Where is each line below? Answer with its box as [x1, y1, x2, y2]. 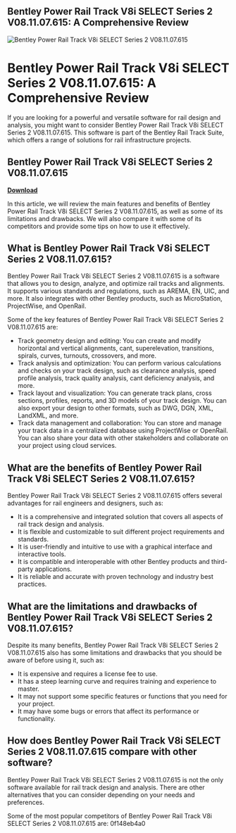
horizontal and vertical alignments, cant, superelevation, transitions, [17, 344, 215, 353]
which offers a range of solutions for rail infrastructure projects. [7, 135, 192, 144]
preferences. [7, 798, 44, 806]
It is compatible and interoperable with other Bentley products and [17, 558, 210, 566]
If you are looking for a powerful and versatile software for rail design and [7, 113, 221, 122]
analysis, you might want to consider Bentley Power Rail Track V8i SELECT [7, 120, 224, 129]
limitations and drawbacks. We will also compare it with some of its [7, 214, 202, 223]
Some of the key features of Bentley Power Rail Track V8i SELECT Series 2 [7, 315, 224, 324]
